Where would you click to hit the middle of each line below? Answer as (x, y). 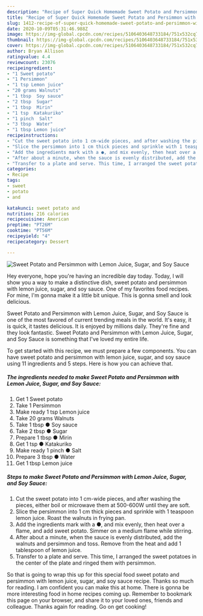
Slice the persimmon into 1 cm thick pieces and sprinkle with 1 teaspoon (105, 512)
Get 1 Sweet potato (39, 399)
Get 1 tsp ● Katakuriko (43, 444)
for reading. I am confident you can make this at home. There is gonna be (98, 587)
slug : (14, 23)
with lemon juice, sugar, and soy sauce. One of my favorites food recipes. (98, 289)
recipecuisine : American (38, 219)
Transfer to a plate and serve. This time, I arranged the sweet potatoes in (106, 556)
